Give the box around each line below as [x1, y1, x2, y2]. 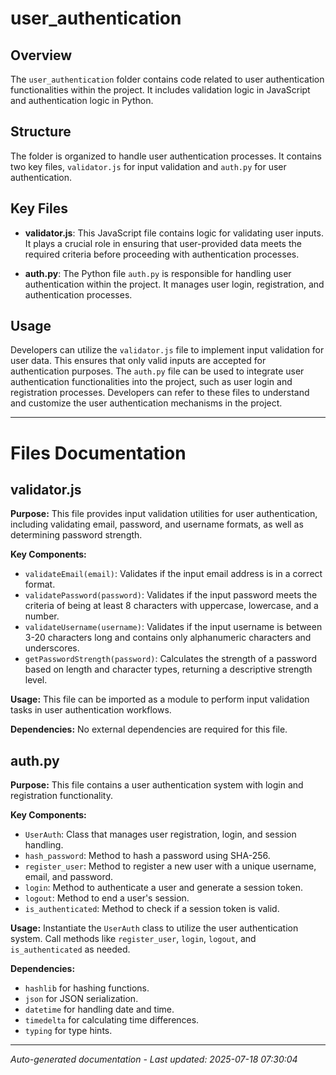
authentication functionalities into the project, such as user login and [10, 376, 293, 388]
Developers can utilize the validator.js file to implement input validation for [10, 344, 325, 356]
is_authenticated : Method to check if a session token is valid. [24, 903, 280, 915]
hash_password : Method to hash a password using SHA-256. [24, 850, 271, 862]
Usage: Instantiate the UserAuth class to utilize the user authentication [10, 922, 299, 934]
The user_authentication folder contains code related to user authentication [10, 73, 325, 85]
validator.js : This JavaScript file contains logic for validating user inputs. [24, 227, 324, 239]
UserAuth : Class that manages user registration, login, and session [24, 828, 297, 841]
